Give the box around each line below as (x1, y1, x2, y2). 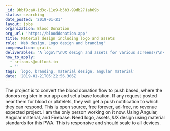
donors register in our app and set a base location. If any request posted (5, 92, 157, 99)
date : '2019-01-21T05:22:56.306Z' (5, 74, 79, 79)
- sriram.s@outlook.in (10, 59, 58, 64)
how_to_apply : (5, 54, 36, 60)
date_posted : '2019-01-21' (5, 17, 63, 22)
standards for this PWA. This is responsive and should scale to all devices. (5, 120, 161, 126)
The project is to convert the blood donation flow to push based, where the (5, 87, 163, 93)
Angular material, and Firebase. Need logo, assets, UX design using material (5, 114, 165, 120)
